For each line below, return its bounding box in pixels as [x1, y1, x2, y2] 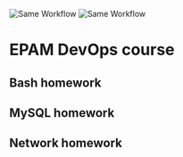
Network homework [9, 136, 122, 151]
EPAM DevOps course [9, 40, 176, 60]
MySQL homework [9, 105, 115, 120]
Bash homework [9, 75, 102, 90]
